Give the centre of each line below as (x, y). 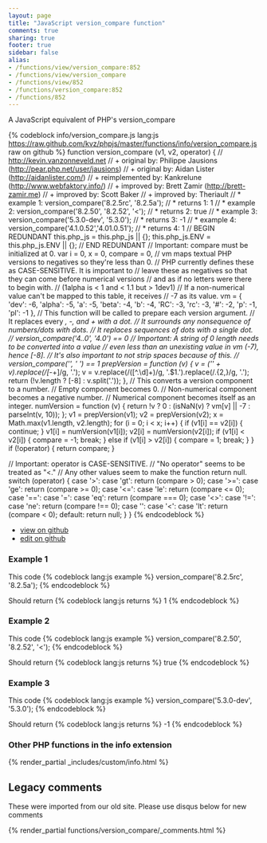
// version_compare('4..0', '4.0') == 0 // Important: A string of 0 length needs (133, 339)
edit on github (43, 539)
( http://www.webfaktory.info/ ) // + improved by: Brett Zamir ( (108, 186)
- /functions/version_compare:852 (66, 90)
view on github (44, 530)
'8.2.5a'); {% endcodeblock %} (59, 585)
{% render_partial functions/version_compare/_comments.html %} (117, 830)
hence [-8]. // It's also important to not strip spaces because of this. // (124, 355)
